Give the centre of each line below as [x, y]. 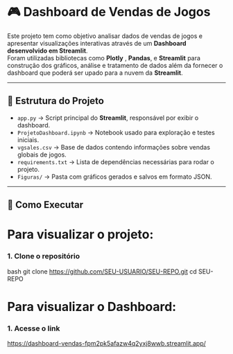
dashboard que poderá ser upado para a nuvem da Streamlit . [95, 73]
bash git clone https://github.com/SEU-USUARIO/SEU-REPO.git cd [102, 271]
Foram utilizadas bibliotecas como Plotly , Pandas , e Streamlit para [104, 57]
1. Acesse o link [34, 328]
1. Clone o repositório [44, 256]
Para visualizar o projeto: [80, 234]
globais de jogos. [42, 154]
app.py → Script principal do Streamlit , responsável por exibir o [108, 118]
